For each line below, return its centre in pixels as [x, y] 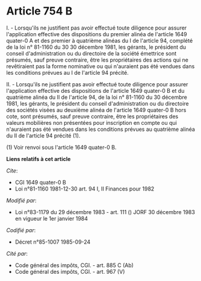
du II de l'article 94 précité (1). [43, 135]
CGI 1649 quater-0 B [40, 182]
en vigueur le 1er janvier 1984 [51, 218]
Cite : [12, 171]
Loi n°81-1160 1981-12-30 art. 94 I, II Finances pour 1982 [85, 189]
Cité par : [17, 253]
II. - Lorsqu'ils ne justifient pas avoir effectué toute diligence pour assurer [97, 84]
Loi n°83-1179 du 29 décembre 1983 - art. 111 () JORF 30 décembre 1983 [105, 212]
